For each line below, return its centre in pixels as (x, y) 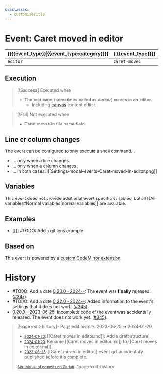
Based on (20, 246)
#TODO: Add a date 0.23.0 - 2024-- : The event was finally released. (81, 291)
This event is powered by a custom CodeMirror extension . (64, 258)
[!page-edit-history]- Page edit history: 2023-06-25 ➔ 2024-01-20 (84, 327)
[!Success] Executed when (44, 90)
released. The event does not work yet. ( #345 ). (60, 317)
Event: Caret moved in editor (64, 38)
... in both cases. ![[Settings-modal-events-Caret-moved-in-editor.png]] (85, 171)
